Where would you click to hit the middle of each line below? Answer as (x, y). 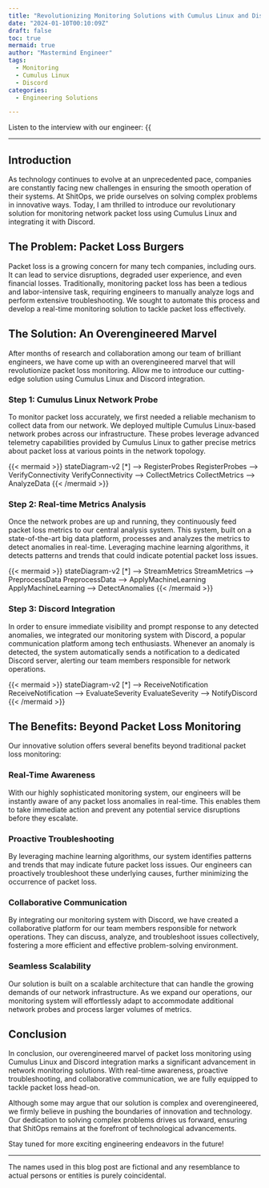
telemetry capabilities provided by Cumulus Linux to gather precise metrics (132, 442)
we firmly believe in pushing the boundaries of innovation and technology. (130, 1112)
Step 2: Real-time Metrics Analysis (77, 504)
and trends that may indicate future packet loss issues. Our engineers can (130, 865)
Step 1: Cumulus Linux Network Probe (83, 399)
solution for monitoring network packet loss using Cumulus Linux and (123, 214)
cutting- (231, 370)
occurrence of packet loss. (53, 881)
